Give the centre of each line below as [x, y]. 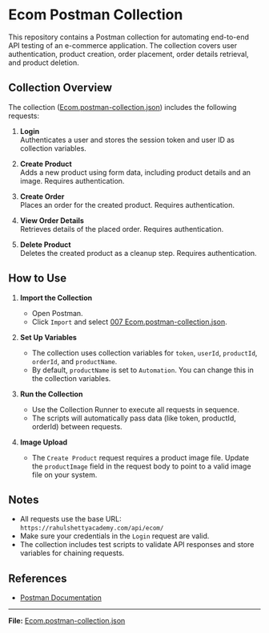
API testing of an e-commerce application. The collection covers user [123, 45]
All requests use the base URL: [70, 519]
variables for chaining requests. [72, 553]
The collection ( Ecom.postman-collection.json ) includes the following [122, 107]
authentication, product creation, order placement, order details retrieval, [129, 54]
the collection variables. [71, 378]
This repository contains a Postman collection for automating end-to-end [129, 37]
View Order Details [52, 220]
